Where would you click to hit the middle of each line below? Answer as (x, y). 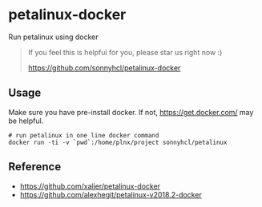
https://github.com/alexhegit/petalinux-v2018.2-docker (111, 194)
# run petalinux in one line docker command (84, 135)
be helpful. (26, 121)
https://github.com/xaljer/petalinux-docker (90, 186)
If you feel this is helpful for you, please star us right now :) (125, 52)
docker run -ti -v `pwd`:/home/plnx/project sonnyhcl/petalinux (118, 142)
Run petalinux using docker (53, 37)
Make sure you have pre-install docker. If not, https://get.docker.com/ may (131, 112)
